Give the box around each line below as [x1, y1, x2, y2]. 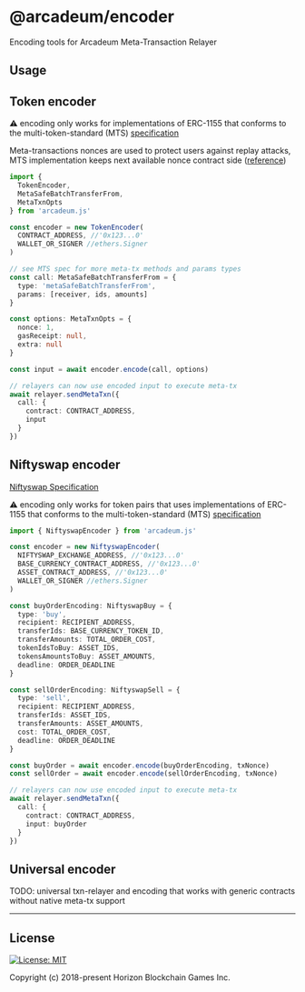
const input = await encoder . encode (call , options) [9, 365, 209, 374]
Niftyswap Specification [9, 481, 99, 492]
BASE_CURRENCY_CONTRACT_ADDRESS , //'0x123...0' [17, 559, 202, 569]
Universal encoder [9, 861, 116, 877]
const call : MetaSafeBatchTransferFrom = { [9, 273, 177, 282]
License [9, 930, 55, 946]
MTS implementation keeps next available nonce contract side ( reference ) [9, 155, 287, 165]
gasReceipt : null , [17, 332, 88, 341]
